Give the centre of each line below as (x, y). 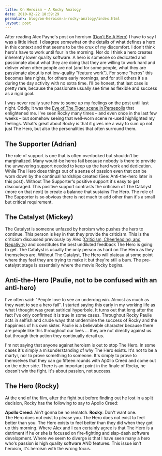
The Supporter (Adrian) (41, 144)
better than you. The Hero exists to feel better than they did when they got (79, 423)
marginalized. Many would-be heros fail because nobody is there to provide (81, 161)
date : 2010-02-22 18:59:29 (32, 14)
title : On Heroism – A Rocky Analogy (43, 9)
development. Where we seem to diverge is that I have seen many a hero (78, 438)
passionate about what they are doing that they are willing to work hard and (80, 63)
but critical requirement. (29, 202)
